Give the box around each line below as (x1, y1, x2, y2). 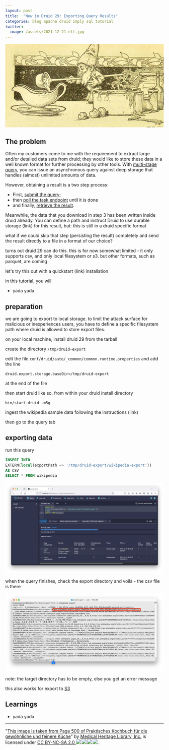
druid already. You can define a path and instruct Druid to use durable (5, 217, 150, 224)
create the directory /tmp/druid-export (5, 346, 86, 352)
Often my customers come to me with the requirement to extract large (5, 151, 150, 157)
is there (5, 584, 21, 590)
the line (5, 361, 21, 367)
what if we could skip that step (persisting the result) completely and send (5, 232, 159, 239)
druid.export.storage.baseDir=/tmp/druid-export (5, 371, 109, 377)
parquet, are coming (5, 259, 48, 265)
